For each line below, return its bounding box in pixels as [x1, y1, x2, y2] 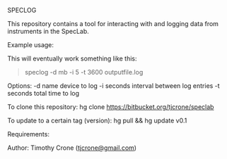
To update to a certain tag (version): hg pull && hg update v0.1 [7, 116, 187, 125]
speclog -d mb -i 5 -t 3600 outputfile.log [24, 68, 144, 76]
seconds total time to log [7, 89, 80, 97]
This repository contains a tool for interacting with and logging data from [7, 20, 219, 27]
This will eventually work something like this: [7, 54, 137, 63]
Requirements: [7, 130, 50, 138]
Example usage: [7, 41, 54, 49]
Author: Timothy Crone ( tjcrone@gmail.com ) [7, 144, 136, 152]
